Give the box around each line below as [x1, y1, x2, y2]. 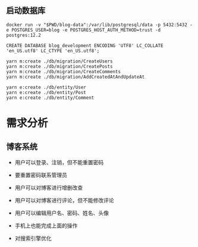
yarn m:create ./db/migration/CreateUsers [6, 58, 113, 64]
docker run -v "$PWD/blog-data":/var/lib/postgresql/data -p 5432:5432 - [6, 21, 193, 28]
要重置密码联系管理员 [14, 171, 67, 179]
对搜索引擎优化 [14, 235, 52, 242]
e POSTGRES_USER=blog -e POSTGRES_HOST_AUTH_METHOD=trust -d [6, 27, 161, 33]
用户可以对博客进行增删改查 [14, 184, 83, 191]
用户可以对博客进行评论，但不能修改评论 [14, 196, 114, 204]
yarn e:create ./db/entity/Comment [6, 95, 95, 101]
